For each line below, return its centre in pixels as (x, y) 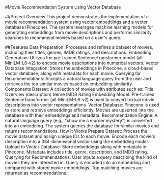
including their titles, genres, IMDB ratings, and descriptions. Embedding (78, 52)
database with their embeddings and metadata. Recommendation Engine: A (82, 115)
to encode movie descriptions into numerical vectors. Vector (98, 63)
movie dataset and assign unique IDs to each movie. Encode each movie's (80, 136)
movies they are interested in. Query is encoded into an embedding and (78, 162)
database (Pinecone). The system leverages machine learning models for (79, 27)
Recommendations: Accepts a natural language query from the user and (78, 79)
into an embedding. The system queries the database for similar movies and (82, 126)
